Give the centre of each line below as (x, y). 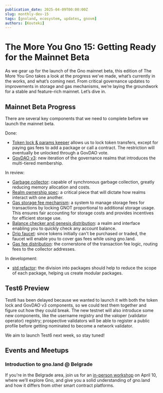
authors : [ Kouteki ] (25, 23)
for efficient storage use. (37, 218)
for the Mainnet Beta (47, 58)
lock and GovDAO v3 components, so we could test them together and (76, 305)
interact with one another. (38, 197)
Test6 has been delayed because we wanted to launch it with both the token (81, 300)
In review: (15, 172)
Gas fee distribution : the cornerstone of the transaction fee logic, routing (85, 244)
